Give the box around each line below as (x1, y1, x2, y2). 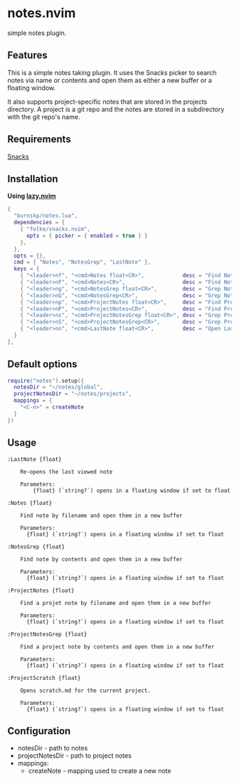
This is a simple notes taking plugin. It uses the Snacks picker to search (7, 68, 217, 76)
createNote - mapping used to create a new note (28, 766, 172, 776)
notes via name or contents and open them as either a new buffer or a (7, 76, 212, 84)
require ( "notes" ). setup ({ (7, 377, 84, 384)
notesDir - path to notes (17, 744, 88, 753)
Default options (7, 359, 78, 371)
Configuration (7, 725, 71, 737)
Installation (7, 173, 58, 185)
